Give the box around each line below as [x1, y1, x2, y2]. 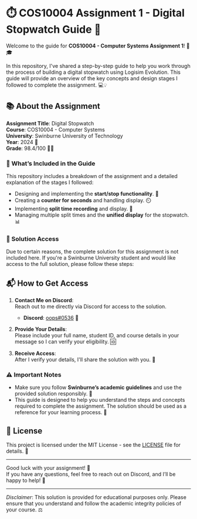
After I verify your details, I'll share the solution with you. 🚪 [14, 356, 156, 363]
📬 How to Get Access [6, 278, 89, 288]
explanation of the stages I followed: [6, 179, 94, 186]
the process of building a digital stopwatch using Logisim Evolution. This [6, 69, 181, 76]
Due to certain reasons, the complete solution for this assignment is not [6, 248, 179, 255]
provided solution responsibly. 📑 [14, 390, 93, 397]
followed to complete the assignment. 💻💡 [6, 81, 107, 88]
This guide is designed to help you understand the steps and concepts [14, 397, 185, 404]
